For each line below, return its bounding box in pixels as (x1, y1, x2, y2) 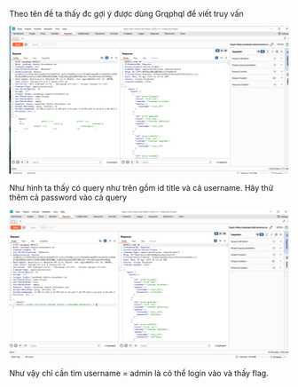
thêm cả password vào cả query (9, 192, 127, 202)
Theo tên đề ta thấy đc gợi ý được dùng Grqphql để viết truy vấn (9, 9, 244, 19)
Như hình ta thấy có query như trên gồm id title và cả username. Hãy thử (9, 182, 274, 193)
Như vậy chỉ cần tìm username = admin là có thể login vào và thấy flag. (9, 367, 269, 378)
